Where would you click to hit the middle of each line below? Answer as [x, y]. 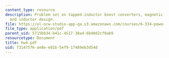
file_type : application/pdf [35, 29]
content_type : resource [30, 10]
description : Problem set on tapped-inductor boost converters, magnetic [84, 15]
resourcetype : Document [30, 38]
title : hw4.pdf [21, 43]
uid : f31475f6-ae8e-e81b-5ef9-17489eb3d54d [52, 47]
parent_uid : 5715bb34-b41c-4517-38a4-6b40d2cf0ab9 [59, 33]
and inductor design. [32, 19]
